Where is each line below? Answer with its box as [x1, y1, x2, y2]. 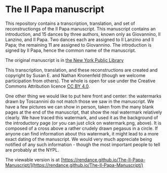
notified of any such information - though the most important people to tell [5, 141, 160, 148]
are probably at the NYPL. [5, 147, 59, 153]
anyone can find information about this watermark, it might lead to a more [5, 130, 159, 136]
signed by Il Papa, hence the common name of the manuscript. [5, 47, 137, 53]
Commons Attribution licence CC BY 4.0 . [5, 83, 90, 89]
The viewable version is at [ [5, 156, 63, 163]
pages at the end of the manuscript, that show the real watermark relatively [5, 109, 162, 115]
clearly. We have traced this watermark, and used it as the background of [5, 114, 158, 120]
